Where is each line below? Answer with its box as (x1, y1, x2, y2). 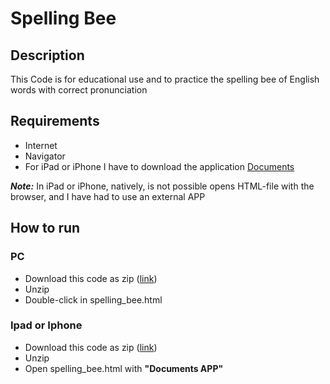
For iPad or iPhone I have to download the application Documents (24, 160, 295, 172)
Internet (24, 139, 58, 151)
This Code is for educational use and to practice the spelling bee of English (10, 73, 320, 85)
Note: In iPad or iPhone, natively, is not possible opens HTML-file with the (10, 180, 315, 192)
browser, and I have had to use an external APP (10, 190, 206, 202)
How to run (10, 220, 81, 237)
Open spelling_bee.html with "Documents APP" (24, 362, 224, 374)
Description (10, 47, 85, 64)
